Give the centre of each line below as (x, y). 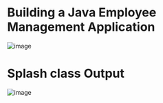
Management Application (81, 27)
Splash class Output (66, 74)
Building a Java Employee (82, 13)
